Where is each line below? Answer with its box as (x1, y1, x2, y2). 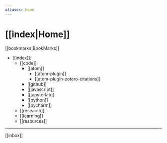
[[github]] (27, 81, 47, 87)
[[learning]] (19, 113, 43, 119)
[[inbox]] (5, 132, 23, 138)
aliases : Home (5, 7, 35, 12)
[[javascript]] (27, 86, 54, 92)
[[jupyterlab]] (27, 91, 55, 97)
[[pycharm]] (27, 102, 52, 108)
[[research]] (19, 107, 45, 113)
